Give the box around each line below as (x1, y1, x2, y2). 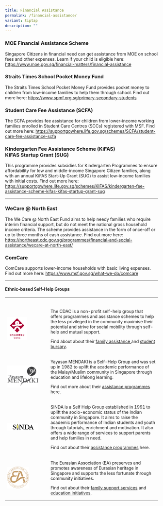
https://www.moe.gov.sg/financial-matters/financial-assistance (5, 61, 132, 67)
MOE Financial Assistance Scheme (5, 40, 89, 47)
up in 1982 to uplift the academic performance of (50, 364, 149, 370)
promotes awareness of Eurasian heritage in (50, 465, 139, 471)
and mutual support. (60, 329, 101, 335)
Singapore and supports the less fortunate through (50, 470, 152, 476)
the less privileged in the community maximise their (50, 318, 153, 324)
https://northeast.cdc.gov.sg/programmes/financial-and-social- (5, 237, 132, 243)
